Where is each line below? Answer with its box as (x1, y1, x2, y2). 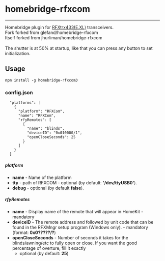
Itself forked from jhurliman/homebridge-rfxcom (5, 34, 103, 40)
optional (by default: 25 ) (19, 250, 69, 256)
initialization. (5, 50, 30, 56)
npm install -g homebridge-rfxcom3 (5, 78, 78, 83)
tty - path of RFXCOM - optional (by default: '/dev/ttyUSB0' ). (12, 180, 137, 186)
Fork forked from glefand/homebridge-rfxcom (5, 29, 98, 35)
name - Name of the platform (12, 174, 72, 180)
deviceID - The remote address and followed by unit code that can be (12, 219, 154, 225)
